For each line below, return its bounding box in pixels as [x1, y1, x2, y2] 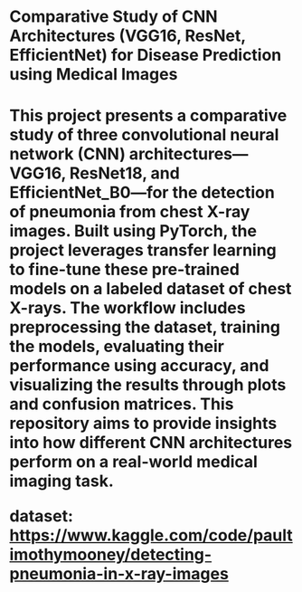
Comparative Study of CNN [9, 6, 219, 27]
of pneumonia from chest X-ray [9, 202, 250, 223]
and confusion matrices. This [9, 394, 234, 415]
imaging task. [9, 471, 115, 492]
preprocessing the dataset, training [9, 317, 281, 338]
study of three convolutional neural [9, 125, 279, 146]
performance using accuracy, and [9, 356, 269, 377]
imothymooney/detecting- [9, 545, 212, 565]
